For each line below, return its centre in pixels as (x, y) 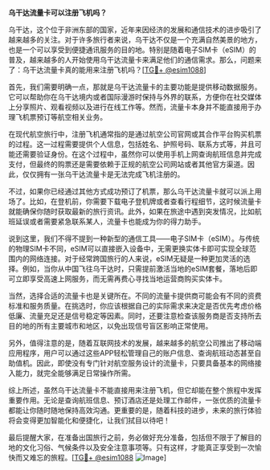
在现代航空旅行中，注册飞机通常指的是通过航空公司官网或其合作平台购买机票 (135, 134)
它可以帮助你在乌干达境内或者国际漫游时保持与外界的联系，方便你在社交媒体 (135, 97)
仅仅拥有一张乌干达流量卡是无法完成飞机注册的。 (103, 174)
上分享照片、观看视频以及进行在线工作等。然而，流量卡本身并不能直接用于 (131, 107)
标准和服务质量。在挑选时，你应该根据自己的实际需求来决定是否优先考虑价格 (135, 306)
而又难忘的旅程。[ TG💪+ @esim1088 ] (91, 458)
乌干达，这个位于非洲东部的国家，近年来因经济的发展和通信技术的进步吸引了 (135, 30)
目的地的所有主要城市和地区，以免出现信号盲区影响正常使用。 (110, 326)
